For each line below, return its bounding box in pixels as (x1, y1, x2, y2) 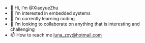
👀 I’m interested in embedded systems (10, 10, 91, 16)
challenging (10, 26, 35, 32)
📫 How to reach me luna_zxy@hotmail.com (10, 32, 102, 38)
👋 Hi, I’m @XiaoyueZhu (10, 5, 59, 11)
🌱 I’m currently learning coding (10, 16, 75, 21)
